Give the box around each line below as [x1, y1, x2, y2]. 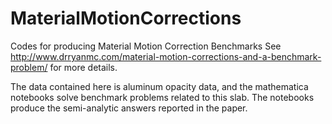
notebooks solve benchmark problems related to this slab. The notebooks [10, 91, 315, 103]
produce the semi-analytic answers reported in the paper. [10, 102, 248, 114]
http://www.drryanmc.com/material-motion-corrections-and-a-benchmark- [10, 50, 322, 62]
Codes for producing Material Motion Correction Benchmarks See [10, 40, 282, 52]
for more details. [49, 61, 118, 73]
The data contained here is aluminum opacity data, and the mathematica [10, 80, 309, 92]
